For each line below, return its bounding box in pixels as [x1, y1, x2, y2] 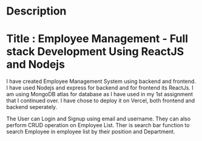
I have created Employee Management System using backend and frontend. [6, 77, 196, 85]
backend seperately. [6, 103, 58, 111]
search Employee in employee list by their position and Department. [6, 128, 175, 136]
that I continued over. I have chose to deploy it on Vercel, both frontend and [6, 97, 195, 104]
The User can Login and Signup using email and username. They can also [6, 115, 191, 122]
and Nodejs [6, 57, 66, 71]
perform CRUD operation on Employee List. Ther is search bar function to [6, 122, 190, 129]
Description [6, 4, 67, 18]
